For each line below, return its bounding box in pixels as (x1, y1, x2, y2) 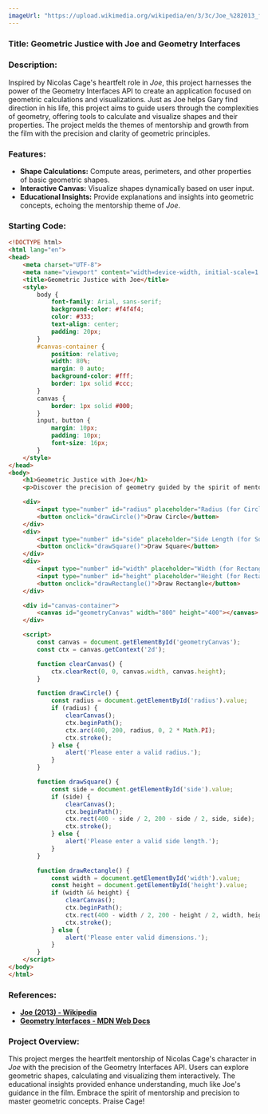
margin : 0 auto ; (50, 365, 105, 373)
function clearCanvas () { (37, 660, 124, 668)
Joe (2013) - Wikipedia (19, 1008, 97, 1017)
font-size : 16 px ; (50, 439, 109, 447)
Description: (8, 59, 57, 70)
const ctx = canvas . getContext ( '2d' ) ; (37, 645, 166, 653)
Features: (8, 149, 46, 160)
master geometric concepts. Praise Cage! (8, 1096, 145, 1106)
